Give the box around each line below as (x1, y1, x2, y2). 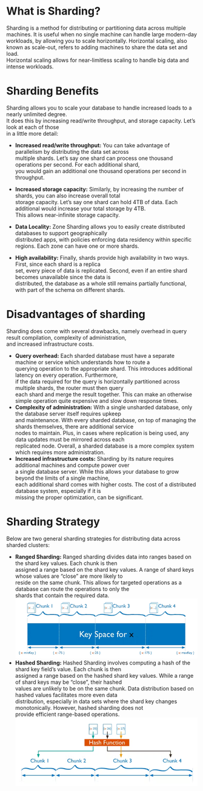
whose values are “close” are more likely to (15, 572, 123, 580)
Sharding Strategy (6, 515, 100, 528)
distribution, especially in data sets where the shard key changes (15, 698, 178, 705)
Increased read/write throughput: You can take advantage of (15, 141, 170, 149)
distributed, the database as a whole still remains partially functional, (15, 280, 187, 287)
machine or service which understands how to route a (15, 359, 150, 366)
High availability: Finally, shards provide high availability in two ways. (15, 254, 189, 261)
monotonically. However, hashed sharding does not (15, 704, 144, 711)
